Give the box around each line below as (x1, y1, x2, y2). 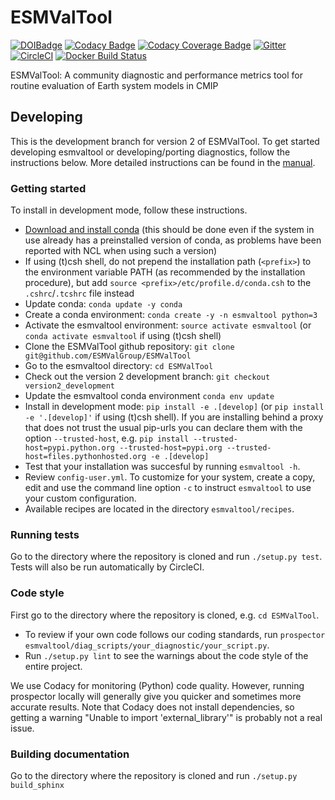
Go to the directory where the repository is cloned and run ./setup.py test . (10, 551, 323, 563)
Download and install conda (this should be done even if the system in (24, 224, 315, 236)
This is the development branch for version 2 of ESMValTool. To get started (10, 135, 320, 147)
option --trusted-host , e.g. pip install (24, 432, 190, 445)
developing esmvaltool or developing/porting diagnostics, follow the (10, 146, 291, 158)
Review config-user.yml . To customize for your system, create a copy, (24, 471, 316, 483)
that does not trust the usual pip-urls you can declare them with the (24, 422, 303, 434)
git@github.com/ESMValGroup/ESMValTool (24, 351, 192, 361)
